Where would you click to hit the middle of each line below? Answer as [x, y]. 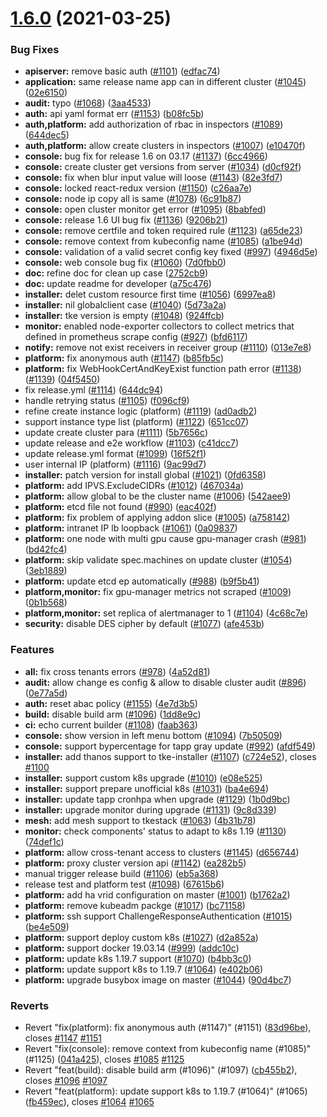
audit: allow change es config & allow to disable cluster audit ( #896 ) [165, 682]
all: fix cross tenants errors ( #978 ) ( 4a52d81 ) [117, 671]
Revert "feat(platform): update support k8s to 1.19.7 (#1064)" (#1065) [166, 1091]
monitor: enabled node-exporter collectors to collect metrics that [159, 326]
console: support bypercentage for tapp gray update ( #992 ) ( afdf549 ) [170, 746]
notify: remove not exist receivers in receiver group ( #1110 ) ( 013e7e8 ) [168, 348]
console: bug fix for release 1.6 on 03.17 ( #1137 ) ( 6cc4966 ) [146, 156]
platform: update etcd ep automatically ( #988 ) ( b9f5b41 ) [142, 581]
